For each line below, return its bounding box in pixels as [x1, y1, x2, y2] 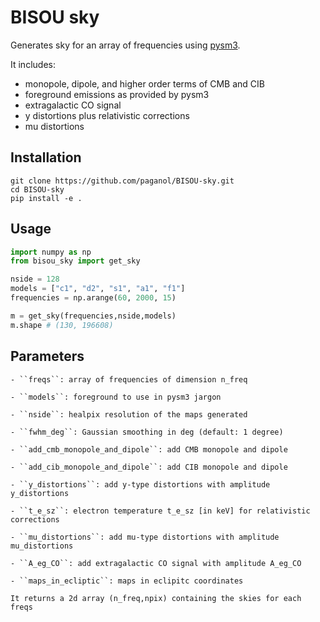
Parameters [10, 348, 85, 365]
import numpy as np [10, 247, 92, 257]
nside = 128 [10, 274, 60, 285]
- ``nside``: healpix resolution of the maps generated [10, 409, 248, 420]
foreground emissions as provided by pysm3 [24, 88, 210, 100]
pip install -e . [10, 193, 83, 203]
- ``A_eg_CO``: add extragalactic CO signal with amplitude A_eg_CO [10, 558, 302, 568]
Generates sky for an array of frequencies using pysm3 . [10, 39, 241, 51]
